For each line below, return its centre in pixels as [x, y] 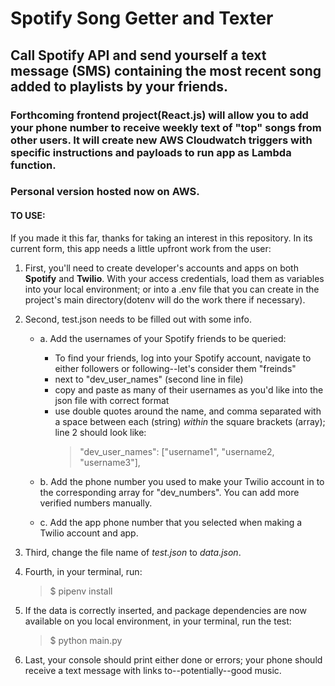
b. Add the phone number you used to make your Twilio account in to [182, 481]
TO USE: [28, 216]
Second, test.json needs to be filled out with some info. [138, 319]
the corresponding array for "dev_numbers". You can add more [169, 492]
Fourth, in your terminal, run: [83, 571]
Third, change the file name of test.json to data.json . [133, 552]
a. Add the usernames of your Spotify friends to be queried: [163, 338]
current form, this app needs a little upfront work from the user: [141, 248]
